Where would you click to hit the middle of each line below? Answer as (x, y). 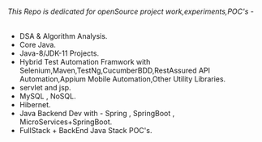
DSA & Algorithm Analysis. (63, 36)
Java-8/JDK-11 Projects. (59, 53)
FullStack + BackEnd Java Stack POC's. (86, 131)
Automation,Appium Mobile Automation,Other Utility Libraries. (122, 79)
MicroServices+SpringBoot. (66, 122)
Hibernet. (35, 105)
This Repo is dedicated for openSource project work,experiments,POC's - (131, 11)
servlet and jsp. (45, 88)
